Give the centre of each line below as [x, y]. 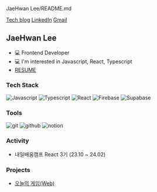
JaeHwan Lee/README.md [39, 8]
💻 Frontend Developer [42, 53]
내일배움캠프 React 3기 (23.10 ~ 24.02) [60, 154]
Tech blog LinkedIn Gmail [37, 20]
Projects [18, 170]
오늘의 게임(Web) [35, 183]
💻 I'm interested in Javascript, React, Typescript [74, 61]
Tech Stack [23, 85]
